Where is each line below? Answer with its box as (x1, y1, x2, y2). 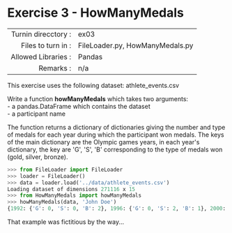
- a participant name (7, 110, 66, 118)
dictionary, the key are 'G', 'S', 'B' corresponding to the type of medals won (7, 145, 223, 153)
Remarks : (38, 63, 72, 73)
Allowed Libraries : (10, 52, 72, 61)
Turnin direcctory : (10, 29, 72, 39)
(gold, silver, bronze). (7, 152, 68, 161)
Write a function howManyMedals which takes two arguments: (7, 94, 189, 103)
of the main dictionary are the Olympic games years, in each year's (7, 137, 200, 146)
